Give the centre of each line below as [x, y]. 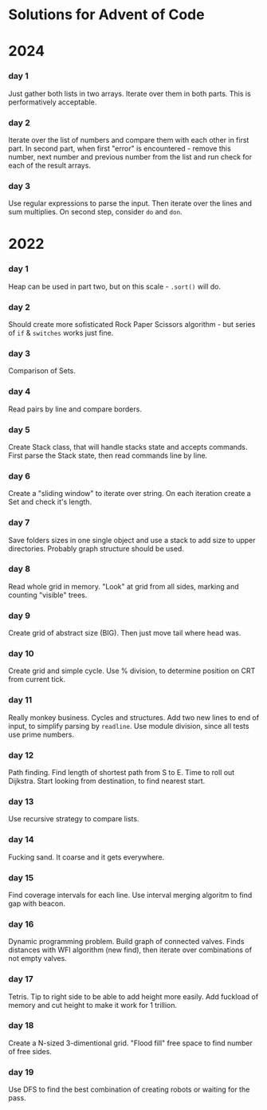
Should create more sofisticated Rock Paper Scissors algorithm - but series [132, 325]
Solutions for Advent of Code [106, 15]
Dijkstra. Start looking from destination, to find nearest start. [107, 781]
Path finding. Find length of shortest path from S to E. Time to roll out [122, 773]
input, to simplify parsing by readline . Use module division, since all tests [129, 726]
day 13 [21, 801]
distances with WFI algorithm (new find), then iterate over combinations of [130, 950]
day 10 [21, 654]
